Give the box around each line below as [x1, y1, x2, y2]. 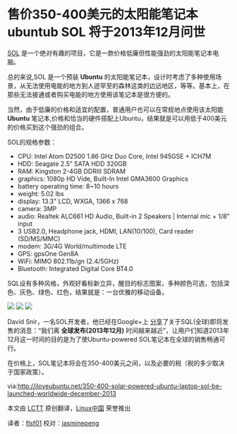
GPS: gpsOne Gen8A [17, 249, 79, 258]
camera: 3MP [17, 204, 57, 212]
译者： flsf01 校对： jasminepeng [7, 418, 99, 427]
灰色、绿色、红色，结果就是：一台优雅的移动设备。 [19, 287, 168, 296]
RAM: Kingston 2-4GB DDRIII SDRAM [17, 167, 126, 175]
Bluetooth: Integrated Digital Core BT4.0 [17, 264, 133, 272]
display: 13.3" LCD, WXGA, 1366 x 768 [17, 197, 128, 205]
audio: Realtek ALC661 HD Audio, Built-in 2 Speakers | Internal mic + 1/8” [17, 212, 230, 220]
